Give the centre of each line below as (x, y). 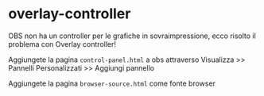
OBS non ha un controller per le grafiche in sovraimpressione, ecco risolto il (132, 36)
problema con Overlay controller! (62, 44)
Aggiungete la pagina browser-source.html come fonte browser (112, 83)
